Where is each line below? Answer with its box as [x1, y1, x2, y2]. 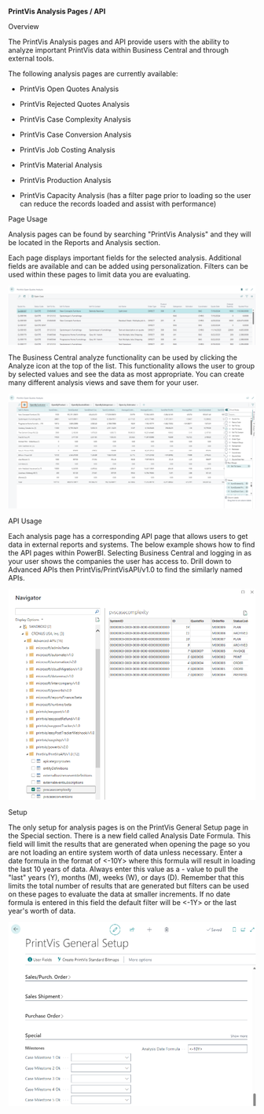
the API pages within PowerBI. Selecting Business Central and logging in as [8, 548, 252, 557]
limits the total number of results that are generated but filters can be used [8, 881, 250, 891]
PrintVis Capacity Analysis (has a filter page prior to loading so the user [19, 191, 251, 200]
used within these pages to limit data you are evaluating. [8, 270, 191, 279]
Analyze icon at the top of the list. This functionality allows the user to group [8, 361, 255, 371]
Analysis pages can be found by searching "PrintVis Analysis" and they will [8, 229, 251, 239]
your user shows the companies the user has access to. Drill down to [8, 556, 232, 566]
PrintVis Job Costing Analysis [19, 145, 115, 154]
